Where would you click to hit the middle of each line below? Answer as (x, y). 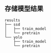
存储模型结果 (24, 9)
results (13, 20)
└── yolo (13, 37)
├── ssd (13, 24)
